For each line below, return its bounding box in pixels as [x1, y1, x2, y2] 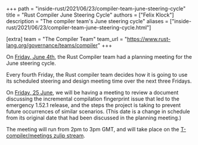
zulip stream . [53, 132, 85, 139]
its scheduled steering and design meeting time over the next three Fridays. [6, 77, 192, 84]
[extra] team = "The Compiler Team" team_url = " [6, 36, 127, 42]
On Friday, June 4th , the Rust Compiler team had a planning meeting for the [6, 53, 192, 60]
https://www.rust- [126, 36, 171, 42]
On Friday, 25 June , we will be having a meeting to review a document [6, 89, 179, 96]
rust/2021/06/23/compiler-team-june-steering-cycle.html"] [6, 24, 151, 31]
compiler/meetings [6, 132, 52, 139]
